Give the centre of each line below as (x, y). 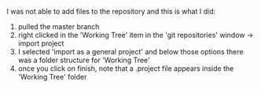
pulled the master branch (59, 26)
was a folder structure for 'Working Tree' (84, 60)
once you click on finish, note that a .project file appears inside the (126, 69)
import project (41, 43)
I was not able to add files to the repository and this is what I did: (111, 11)
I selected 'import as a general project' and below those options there (130, 52)
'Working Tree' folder (52, 77)
